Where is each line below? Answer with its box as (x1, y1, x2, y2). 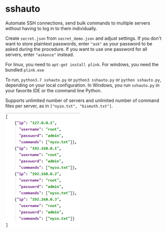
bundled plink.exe (5, 67, 45, 73)
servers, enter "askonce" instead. (5, 51, 75, 58)
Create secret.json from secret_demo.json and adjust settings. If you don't (5, 35, 162, 41)
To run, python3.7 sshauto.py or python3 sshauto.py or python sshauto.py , (5, 76, 161, 83)
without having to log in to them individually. (5, 25, 97, 31)
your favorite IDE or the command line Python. (5, 87, 102, 93)
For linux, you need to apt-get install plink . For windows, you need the (5, 61, 159, 67)
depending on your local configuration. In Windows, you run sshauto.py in (5, 82, 160, 88)
